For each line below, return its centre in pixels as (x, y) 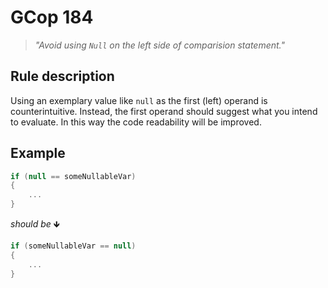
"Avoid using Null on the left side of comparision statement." (160, 45)
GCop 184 (52, 17)
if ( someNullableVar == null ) (73, 246)
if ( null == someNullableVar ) (73, 176)
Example (38, 153)
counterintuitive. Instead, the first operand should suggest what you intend (164, 111)
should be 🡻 (35, 224)
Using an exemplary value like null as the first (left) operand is (139, 100)
